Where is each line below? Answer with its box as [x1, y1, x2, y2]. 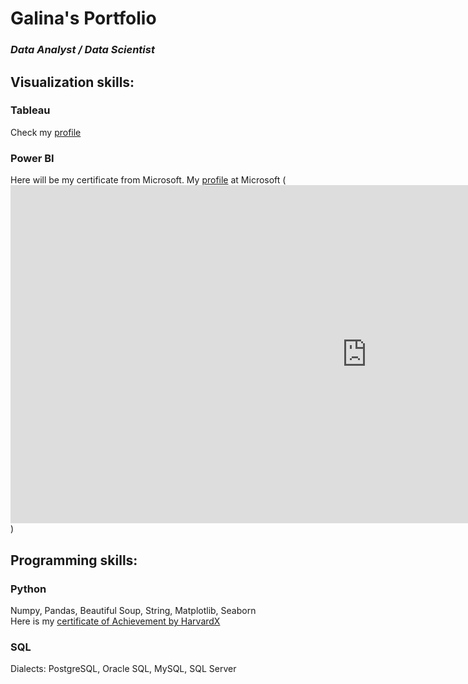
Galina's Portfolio [10, 7, 157, 30]
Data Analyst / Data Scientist [10, 43, 155, 57]
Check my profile [10, 126, 82, 138]
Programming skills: [10, 552, 138, 569]
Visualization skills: [10, 73, 135, 91]
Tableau [10, 103, 51, 117]
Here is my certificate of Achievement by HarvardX [10, 615, 221, 627]
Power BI [10, 151, 55, 165]
